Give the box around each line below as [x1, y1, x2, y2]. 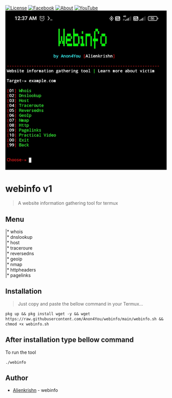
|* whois [5, 229, 23, 235]
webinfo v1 [5, 183, 52, 195]
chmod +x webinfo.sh [5, 321, 50, 327]
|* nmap [5, 261, 23, 268]
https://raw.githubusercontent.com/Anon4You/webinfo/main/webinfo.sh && [5, 316, 164, 321]
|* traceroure [5, 245, 33, 251]
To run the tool [5, 349, 36, 355]
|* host [5, 239, 20, 246]
